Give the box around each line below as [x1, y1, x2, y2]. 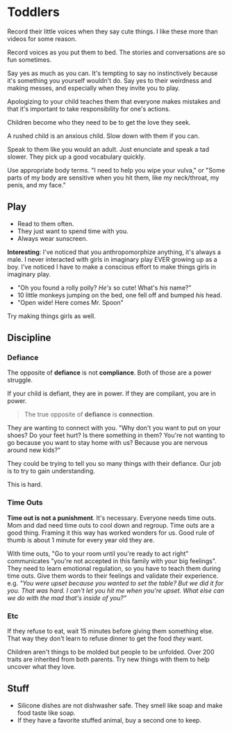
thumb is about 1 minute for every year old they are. [7, 535, 155, 544]
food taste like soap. [17, 708, 76, 717]
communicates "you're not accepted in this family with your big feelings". [7, 556, 217, 565]
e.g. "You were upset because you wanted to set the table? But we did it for [7, 579, 224, 587]
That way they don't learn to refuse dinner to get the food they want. [7, 634, 204, 643]
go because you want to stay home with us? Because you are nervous [7, 439, 208, 447]
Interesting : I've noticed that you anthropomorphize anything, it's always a [7, 248, 221, 256]
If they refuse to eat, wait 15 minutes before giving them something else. [7, 627, 214, 636]
